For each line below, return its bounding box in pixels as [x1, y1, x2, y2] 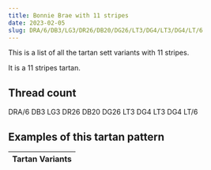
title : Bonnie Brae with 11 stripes [8, 11, 129, 20]
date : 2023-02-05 [8, 19, 66, 27]
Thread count [8, 86, 77, 100]
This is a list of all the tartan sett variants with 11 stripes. [8, 48, 190, 58]
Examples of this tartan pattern [8, 130, 164, 143]
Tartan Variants [12, 153, 73, 164]
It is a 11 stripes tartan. [8, 63, 81, 73]
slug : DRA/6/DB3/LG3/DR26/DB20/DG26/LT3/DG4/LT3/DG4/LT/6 [8, 26, 203, 34]
